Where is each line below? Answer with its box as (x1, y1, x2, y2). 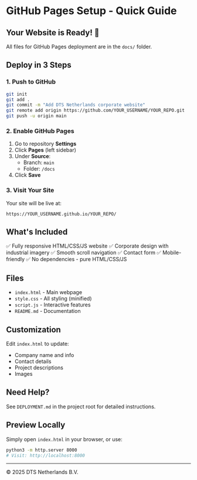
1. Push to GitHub (6, 78, 56, 86)
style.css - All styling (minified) (14, 295, 92, 302)
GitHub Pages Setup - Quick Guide (6, 4, 177, 18)
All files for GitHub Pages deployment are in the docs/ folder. (6, 43, 152, 50)
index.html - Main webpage (14, 289, 83, 296)
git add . (6, 96, 30, 102)
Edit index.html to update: (6, 340, 69, 348)
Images (14, 371, 33, 378)
